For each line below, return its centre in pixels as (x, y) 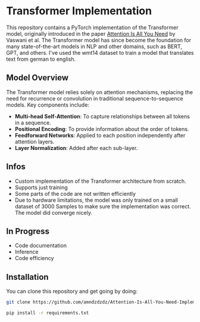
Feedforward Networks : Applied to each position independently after (100, 135)
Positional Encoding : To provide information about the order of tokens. (102, 129)
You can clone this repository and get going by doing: (72, 291)
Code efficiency (34, 258)
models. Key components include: (48, 105)
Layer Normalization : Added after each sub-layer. (76, 148)
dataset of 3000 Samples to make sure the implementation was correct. (103, 206)
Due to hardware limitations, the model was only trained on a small (96, 200)
